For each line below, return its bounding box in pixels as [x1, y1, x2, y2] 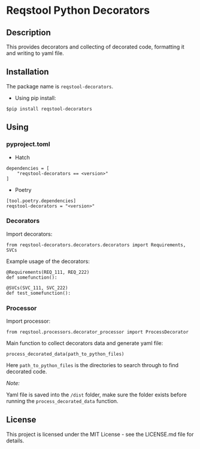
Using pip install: [14, 94, 56, 102]
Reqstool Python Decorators [6, 4, 150, 17]
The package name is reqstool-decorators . [6, 83, 114, 90]
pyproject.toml [6, 140, 50, 148]
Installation [6, 67, 49, 77]
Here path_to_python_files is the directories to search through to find [6, 362, 178, 369]
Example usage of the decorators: [6, 258, 90, 265]
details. [6, 437, 25, 444]
